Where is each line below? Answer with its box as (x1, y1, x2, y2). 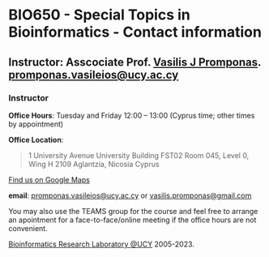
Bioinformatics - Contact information (8, 23, 262, 41)
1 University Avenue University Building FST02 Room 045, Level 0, (28, 150, 250, 160)
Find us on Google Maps (8, 174, 91, 184)
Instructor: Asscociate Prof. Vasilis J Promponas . (8, 55, 262, 69)
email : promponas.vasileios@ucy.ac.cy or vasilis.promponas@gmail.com (8, 191, 252, 200)
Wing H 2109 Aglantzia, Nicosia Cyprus (28, 159, 160, 169)
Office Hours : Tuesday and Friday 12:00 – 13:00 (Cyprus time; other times (8, 110, 255, 120)
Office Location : (8, 135, 64, 144)
